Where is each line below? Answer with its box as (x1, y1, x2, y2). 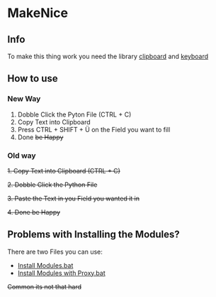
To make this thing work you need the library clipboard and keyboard (7, 52, 209, 60)
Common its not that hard (7, 282, 82, 291)
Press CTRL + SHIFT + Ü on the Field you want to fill (17, 125, 171, 134)
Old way (7, 151, 37, 161)
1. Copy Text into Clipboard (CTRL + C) (7, 166, 120, 175)
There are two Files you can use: (7, 247, 103, 256)
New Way (7, 94, 41, 104)
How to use (7, 72, 58, 85)
